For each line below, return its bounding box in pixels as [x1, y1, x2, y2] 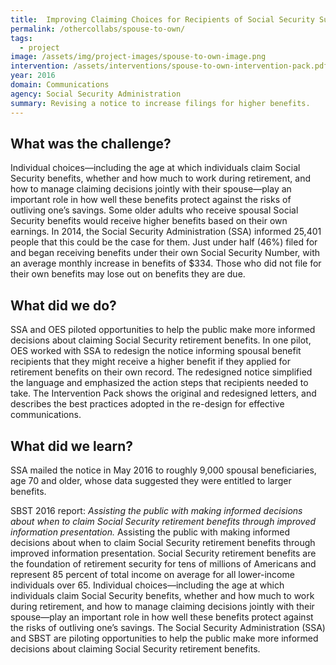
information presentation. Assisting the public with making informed [10, 526, 290, 538]
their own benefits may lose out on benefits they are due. [10, 268, 246, 280]
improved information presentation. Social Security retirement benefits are [10, 547, 317, 559]
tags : [10, 33, 33, 43]
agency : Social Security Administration [10, 89, 182, 99]
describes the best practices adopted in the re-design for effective [10, 398, 285, 410]
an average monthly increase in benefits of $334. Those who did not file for [10, 257, 322, 270]
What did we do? [10, 297, 117, 314]
